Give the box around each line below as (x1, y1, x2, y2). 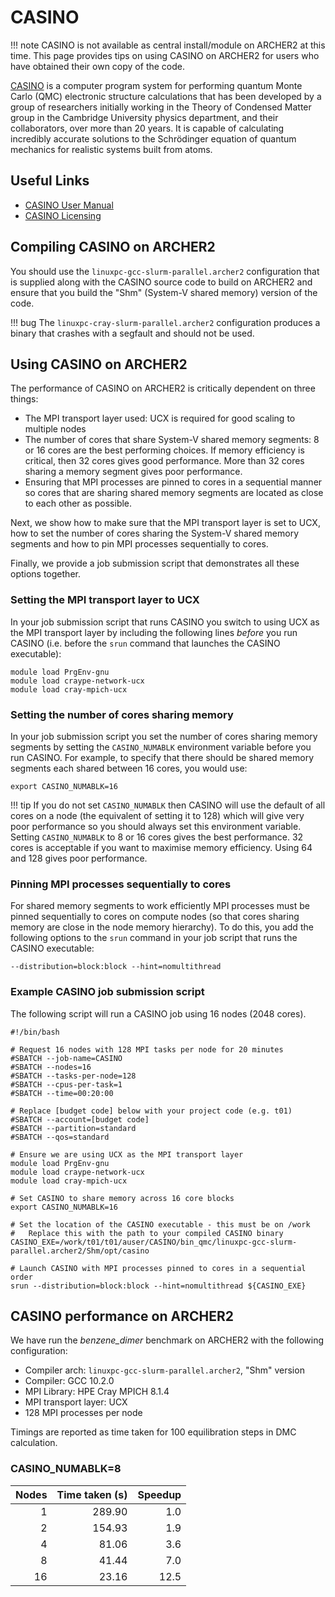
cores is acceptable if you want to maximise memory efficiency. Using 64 (10, 841, 313, 853)
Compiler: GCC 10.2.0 (24, 1375, 115, 1387)
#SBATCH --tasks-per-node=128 (10, 1071, 137, 1081)
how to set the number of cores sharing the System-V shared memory (10, 527, 300, 540)
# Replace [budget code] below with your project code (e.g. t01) (10, 1106, 293, 1116)
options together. (10, 568, 81, 580)
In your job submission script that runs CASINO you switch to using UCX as (10, 616, 320, 628)
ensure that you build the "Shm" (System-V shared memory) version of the (10, 286, 318, 298)
